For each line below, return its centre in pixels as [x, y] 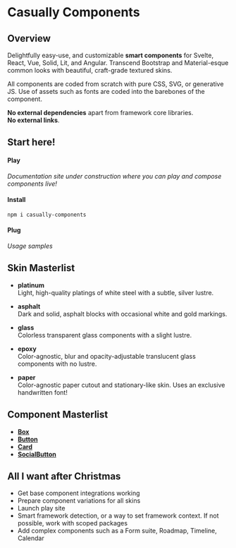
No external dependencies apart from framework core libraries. [100, 113]
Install [17, 200]
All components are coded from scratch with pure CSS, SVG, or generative [116, 84]
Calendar [31, 538]
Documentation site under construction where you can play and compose [114, 176]
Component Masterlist [58, 415]
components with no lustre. [57, 364]
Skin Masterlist [41, 268]
